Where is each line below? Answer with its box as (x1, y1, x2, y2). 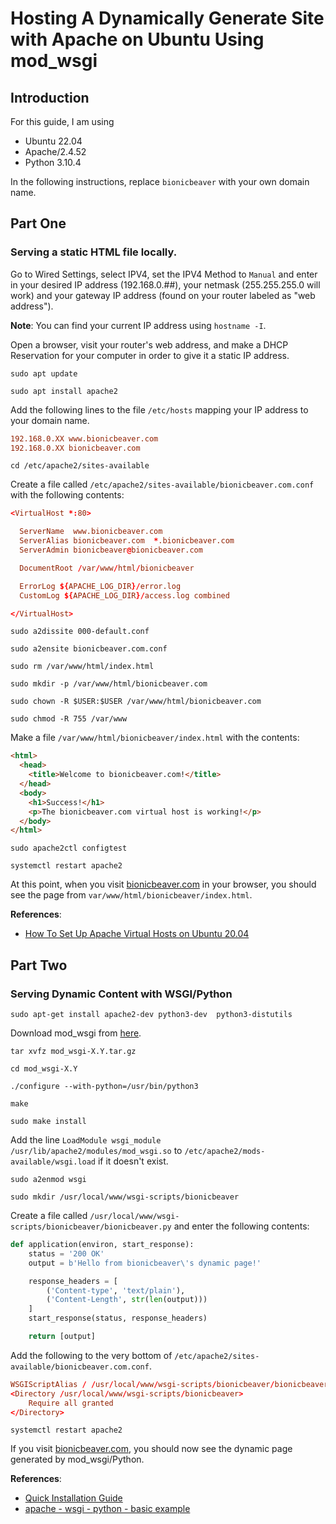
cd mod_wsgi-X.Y (10, 1064, 78, 1074)
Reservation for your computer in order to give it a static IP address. (10, 349, 290, 361)
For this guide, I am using (10, 116, 115, 127)
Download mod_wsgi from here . (10, 1027, 142, 1039)
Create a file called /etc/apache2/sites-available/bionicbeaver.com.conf (10, 478, 315, 491)
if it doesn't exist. (97, 1155, 169, 1167)
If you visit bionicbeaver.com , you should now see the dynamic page (10, 1443, 293, 1455)
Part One (10, 215, 67, 232)
